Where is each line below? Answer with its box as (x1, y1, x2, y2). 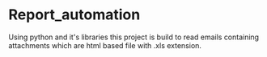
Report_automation (8, 6, 141, 24)
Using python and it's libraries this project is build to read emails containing (8, 32, 260, 42)
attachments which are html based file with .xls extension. (8, 40, 202, 50)
